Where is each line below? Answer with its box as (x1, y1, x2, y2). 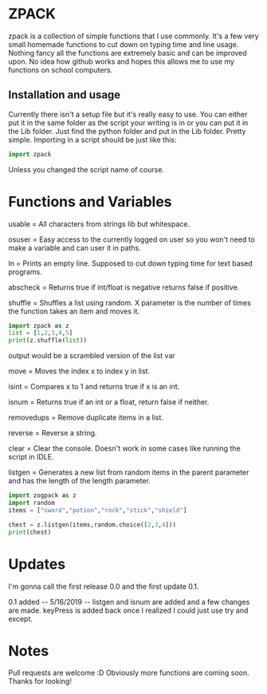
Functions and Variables (8, 192, 173, 211)
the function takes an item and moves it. (8, 306, 140, 316)
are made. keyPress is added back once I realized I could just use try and (8, 605, 249, 615)
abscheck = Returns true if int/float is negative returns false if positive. (8, 282, 240, 292)
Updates (8, 555, 66, 573)
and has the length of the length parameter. (8, 476, 151, 486)
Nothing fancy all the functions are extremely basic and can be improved (8, 48, 247, 57)
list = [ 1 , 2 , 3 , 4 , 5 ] (8, 329, 73, 337)
